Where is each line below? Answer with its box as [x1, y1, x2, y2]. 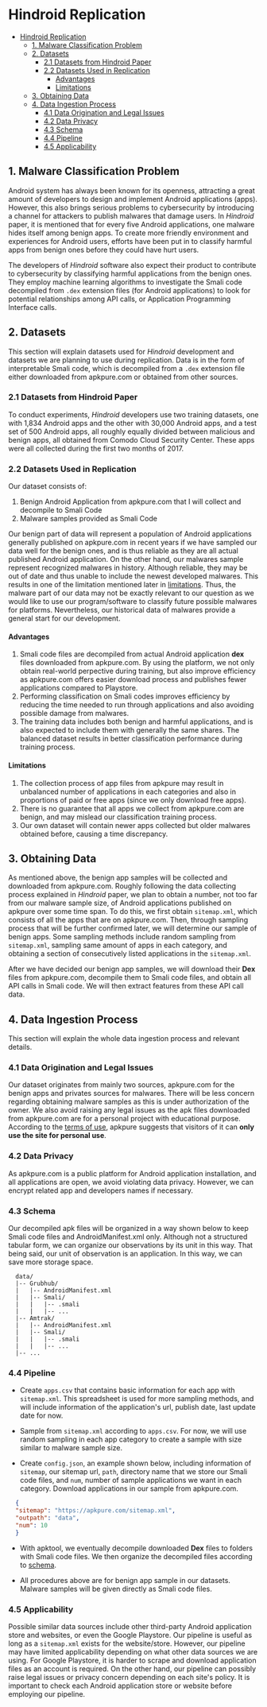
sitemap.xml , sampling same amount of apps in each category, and [8, 940, 228, 950]
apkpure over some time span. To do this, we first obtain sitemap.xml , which [8, 907, 257, 916]
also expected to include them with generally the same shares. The [19, 726, 240, 735]
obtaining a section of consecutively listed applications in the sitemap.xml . [8, 949, 252, 958]
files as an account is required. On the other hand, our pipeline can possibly [8, 1664, 257, 1674]
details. [8, 1043, 33, 1052]
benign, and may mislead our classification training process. [19, 812, 217, 822]
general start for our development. [8, 614, 121, 623]
